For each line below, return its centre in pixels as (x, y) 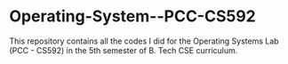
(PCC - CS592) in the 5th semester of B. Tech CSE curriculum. (124, 50)
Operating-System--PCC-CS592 (132, 16)
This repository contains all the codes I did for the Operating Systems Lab (144, 41)
